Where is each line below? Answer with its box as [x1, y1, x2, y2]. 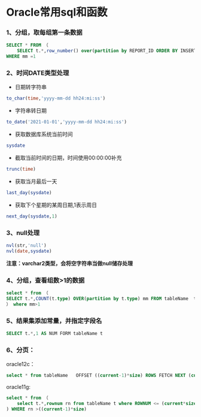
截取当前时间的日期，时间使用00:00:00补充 [14, 154, 122, 162]
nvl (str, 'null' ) [6, 242, 47, 249]
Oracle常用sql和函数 [6, 5, 108, 19]
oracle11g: [6, 383, 31, 390]
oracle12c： [6, 361, 35, 368]
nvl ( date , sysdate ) [6, 248, 52, 254]
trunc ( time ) [6, 166, 36, 173]
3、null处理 [6, 228, 40, 237]
